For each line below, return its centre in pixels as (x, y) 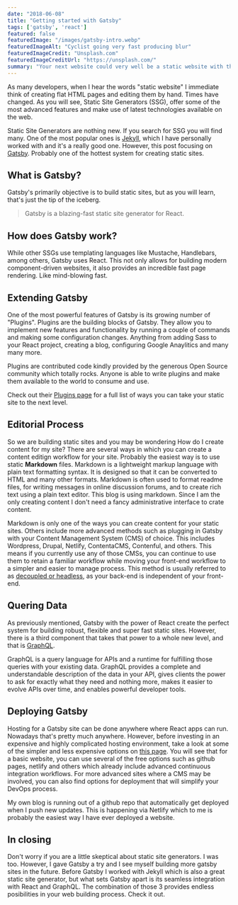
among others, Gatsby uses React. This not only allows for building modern (117, 261)
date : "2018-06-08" (36, 14)
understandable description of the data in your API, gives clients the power (117, 674)
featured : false (31, 34)
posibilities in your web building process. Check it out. (86, 894)
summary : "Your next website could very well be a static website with (115, 67)
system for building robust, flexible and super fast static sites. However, (112, 630)
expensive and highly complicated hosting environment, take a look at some (118, 744)
